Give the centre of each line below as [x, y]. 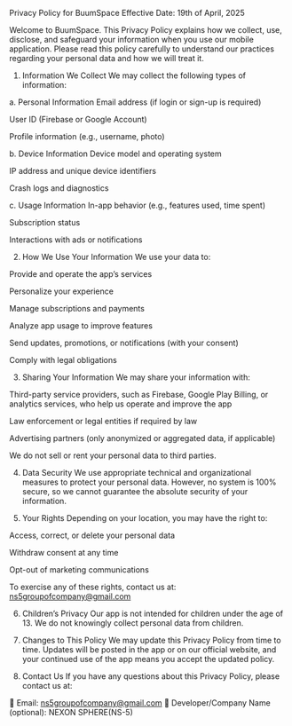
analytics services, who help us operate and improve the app [121, 404]
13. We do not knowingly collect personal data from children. [133, 623]
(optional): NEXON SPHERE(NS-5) [71, 712]
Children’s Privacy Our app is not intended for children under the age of [153, 613]
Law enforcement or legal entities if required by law [103, 421]
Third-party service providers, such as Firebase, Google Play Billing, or [139, 395]
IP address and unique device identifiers [83, 171]
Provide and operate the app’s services [81, 274]
